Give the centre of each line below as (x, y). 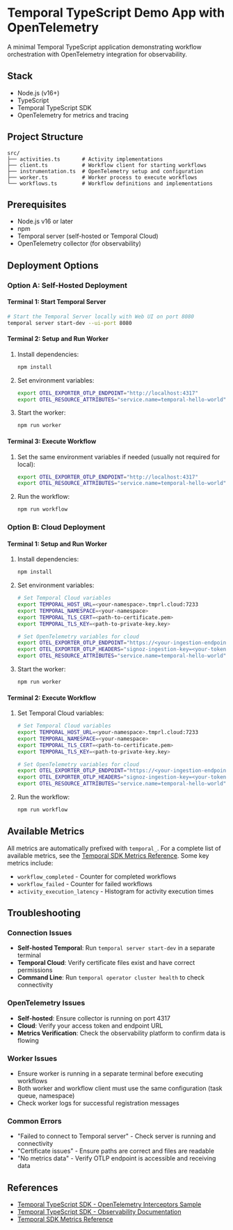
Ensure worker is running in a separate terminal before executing (110, 1073)
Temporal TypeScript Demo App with (116, 13)
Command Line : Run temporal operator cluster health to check (111, 977)
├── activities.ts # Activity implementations (85, 159)
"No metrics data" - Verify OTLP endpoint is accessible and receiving (116, 1158)
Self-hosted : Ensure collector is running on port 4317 (94, 1018)
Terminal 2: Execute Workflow (52, 698)
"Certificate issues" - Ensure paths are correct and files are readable (115, 1151)
